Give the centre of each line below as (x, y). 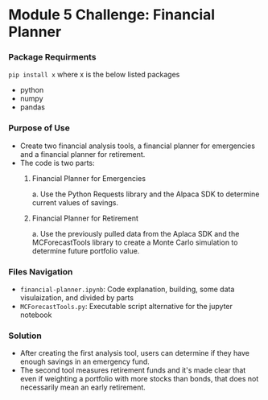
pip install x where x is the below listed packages (94, 75)
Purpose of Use (39, 128)
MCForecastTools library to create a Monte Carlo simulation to (135, 242)
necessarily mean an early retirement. (83, 387)
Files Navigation (41, 271)
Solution (25, 336)
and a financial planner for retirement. (82, 154)
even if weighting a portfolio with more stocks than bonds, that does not (139, 379)
